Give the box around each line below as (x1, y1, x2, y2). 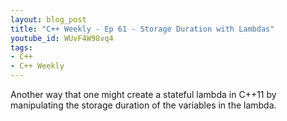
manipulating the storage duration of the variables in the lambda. (10, 99, 277, 111)
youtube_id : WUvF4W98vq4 (10, 33, 114, 43)
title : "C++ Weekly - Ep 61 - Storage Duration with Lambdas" (10, 24, 275, 34)
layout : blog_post (10, 14, 87, 25)
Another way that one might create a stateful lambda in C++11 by (10, 89, 277, 100)
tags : (10, 42, 33, 53)
